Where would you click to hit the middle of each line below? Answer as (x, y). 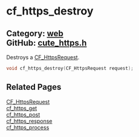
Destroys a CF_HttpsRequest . (43, 57)
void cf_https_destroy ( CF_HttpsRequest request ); (70, 68)
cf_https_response (29, 121)
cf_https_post (23, 114)
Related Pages (34, 87)
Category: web (35, 33)
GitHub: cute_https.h (47, 43)
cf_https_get (22, 108)
